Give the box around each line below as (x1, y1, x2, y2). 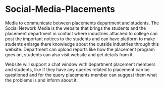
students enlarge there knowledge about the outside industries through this (5, 41, 159, 47)
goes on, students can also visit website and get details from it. (5, 51, 134, 58)
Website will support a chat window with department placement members (5, 61, 156, 67)
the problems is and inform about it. (5, 77, 78, 83)
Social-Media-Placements (5, 3, 115, 15)
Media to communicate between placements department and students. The (5, 20, 160, 26)
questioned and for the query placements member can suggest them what (5, 72, 157, 78)
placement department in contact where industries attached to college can (5, 30, 158, 36)
